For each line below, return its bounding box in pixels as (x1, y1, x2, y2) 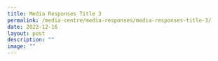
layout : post (7, 29, 46, 37)
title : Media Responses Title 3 (7, 10, 102, 18)
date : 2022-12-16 (7, 23, 58, 30)
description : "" (7, 36, 55, 43)
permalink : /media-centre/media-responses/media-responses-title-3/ (7, 17, 212, 24)
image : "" (7, 43, 36, 50)
